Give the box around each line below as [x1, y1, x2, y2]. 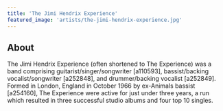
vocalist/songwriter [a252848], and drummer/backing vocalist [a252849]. [7, 75, 216, 83]
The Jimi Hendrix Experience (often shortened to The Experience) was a [7, 60, 212, 69]
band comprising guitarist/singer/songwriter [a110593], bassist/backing [7, 67, 209, 75]
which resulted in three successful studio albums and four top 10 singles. [7, 97, 214, 105]
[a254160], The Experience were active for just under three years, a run [7, 89, 210, 97]
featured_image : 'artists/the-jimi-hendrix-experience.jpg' [7, 16, 183, 23]
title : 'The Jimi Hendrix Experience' [7, 10, 118, 17]
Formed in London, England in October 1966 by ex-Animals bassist [7, 82, 196, 90]
